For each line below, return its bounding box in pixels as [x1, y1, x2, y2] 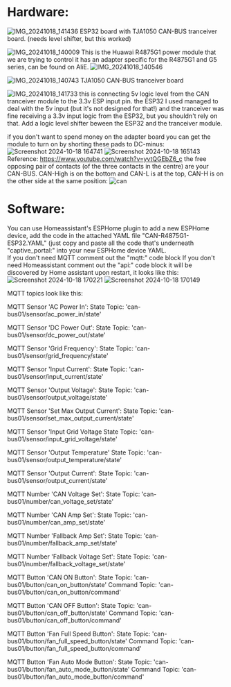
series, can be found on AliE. [7, 62, 89, 71]
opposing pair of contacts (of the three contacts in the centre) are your [7, 162, 209, 170]
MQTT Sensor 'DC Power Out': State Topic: [7, 323, 130, 332]
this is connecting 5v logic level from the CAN [79, 90, 210, 98]
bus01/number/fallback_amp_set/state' [7, 538, 118, 547]
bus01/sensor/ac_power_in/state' [7, 309, 102, 318]
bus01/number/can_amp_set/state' [7, 518, 106, 526]
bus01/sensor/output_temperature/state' [7, 455, 122, 464]
